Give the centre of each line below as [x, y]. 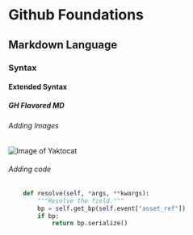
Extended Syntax [38, 87]
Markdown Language [63, 45]
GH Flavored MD [36, 105]
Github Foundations [76, 15]
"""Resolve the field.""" [81, 201]
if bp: [48, 216]
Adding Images [34, 126]
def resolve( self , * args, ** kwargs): [86, 193]
